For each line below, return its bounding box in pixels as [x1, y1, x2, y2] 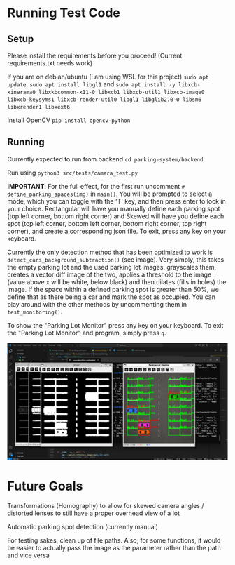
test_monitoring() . [7, 307, 63, 316]
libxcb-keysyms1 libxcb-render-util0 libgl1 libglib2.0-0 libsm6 [7, 96, 201, 103]
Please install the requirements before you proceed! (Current [7, 51, 183, 60]
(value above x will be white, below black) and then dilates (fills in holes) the [7, 277, 227, 286]
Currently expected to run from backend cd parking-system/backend [7, 154, 204, 163]
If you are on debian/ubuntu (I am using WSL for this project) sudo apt [7, 72, 209, 81]
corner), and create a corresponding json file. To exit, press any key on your [7, 227, 226, 235]
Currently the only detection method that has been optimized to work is [7, 248, 213, 256]
